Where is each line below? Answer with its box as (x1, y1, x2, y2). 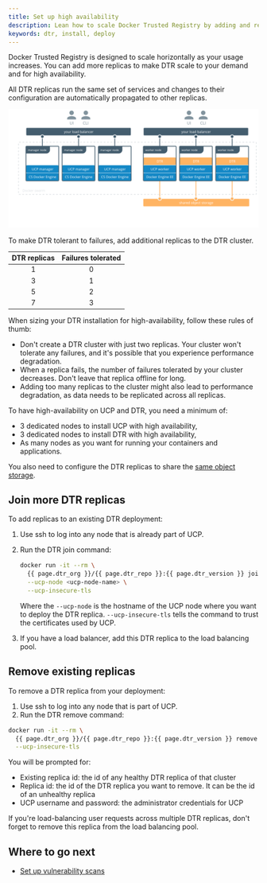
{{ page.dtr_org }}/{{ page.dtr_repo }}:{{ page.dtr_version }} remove (15, 734, 258, 743)
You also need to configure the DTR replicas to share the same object (8, 461, 236, 471)
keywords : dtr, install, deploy (8, 29, 115, 37)
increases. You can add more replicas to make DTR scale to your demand (8, 60, 249, 71)
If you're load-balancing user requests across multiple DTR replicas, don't (8, 814, 250, 823)
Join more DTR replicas (8, 493, 126, 507)
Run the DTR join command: (19, 545, 111, 554)
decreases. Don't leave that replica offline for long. (19, 373, 187, 383)
